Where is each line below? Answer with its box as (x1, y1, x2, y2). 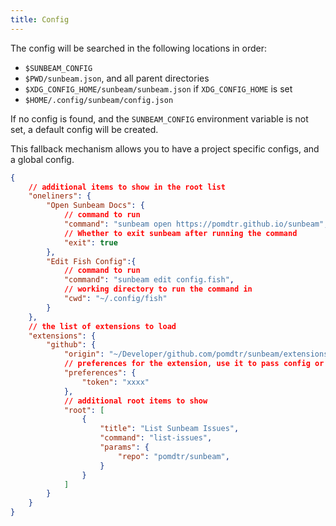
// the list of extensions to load (28, 321, 177, 331)
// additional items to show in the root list (28, 182, 226, 192)
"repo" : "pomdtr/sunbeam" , (117, 451, 230, 461)
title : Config (10, 14, 70, 25)
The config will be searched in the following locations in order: (10, 42, 268, 54)
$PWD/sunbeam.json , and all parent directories (24, 72, 210, 84)
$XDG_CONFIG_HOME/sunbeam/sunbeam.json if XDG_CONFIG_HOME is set (24, 82, 293, 95)
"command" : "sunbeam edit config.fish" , (63, 275, 235, 285)
